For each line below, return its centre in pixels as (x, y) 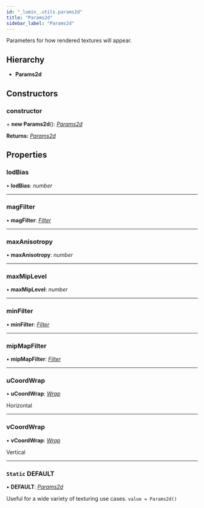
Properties (27, 155)
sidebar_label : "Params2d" (40, 23)
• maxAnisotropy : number (40, 255)
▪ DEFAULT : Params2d (35, 487)
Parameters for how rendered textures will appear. (69, 41)
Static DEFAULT (30, 473)
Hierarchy (25, 59)
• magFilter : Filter (29, 220)
